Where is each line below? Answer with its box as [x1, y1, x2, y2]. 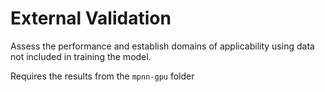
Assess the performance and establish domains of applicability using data [10, 40, 315, 52]
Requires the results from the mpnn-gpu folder [10, 70, 195, 82]
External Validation [10, 7, 172, 30]
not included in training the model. [10, 50, 152, 62]
